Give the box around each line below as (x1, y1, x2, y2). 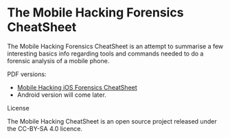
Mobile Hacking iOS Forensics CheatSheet (16, 83, 137, 91)
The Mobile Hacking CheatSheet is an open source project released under (7, 117, 218, 125)
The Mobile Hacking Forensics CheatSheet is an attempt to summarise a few (7, 42, 224, 50)
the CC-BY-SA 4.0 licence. (7, 124, 82, 133)
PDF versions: (7, 70, 47, 78)
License (7, 104, 30, 112)
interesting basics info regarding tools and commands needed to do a (7, 49, 204, 58)
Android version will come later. (16, 91, 106, 99)
